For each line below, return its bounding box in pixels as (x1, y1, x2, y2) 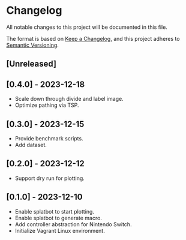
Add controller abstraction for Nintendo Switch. (14, 220, 132, 228)
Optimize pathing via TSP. (14, 101, 79, 109)
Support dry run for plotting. (14, 175, 85, 182)
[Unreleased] (6, 59, 57, 69)
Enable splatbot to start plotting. (14, 208, 95, 215)
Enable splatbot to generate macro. (14, 214, 102, 221)
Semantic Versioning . (6, 41, 59, 49)
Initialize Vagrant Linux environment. (14, 227, 105, 234)
